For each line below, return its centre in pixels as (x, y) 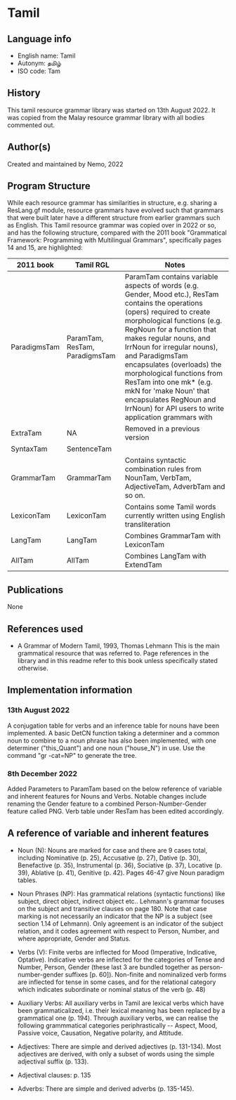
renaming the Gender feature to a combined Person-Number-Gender (107, 804)
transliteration (147, 525)
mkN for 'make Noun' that (167, 391)
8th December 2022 (42, 773)
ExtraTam (26, 433)
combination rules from (163, 469)
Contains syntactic (156, 460)
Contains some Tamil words (170, 507)
